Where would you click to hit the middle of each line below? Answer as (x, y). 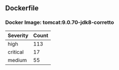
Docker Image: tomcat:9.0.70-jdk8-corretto (60, 22)
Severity (18, 35)
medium (17, 60)
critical (16, 52)
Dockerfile (22, 8)
